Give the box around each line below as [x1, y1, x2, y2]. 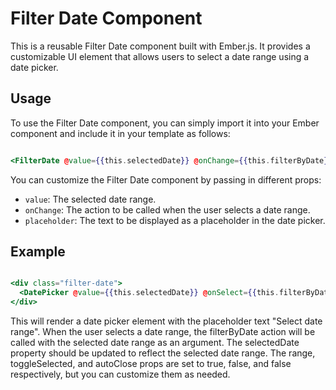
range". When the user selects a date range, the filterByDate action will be [10, 326, 316, 338]
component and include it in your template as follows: [10, 127, 231, 139]
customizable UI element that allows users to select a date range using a [10, 50, 310, 62]
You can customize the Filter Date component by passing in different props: [10, 173, 322, 186]
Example [10, 243, 66, 261]
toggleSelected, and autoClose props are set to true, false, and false [10, 358, 292, 370]
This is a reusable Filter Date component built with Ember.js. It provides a [10, 40, 311, 52]
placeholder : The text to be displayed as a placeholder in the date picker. [24, 214, 326, 226]
